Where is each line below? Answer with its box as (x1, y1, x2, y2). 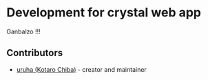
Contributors (6, 47, 63, 59)
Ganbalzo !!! (6, 27, 41, 36)
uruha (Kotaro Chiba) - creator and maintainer (16, 65, 147, 73)
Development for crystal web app (6, 5, 201, 21)
